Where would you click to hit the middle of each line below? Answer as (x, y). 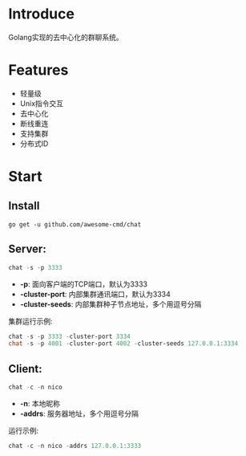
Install (24, 206)
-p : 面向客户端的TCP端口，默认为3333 (84, 284)
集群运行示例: (31, 321)
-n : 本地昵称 (40, 403)
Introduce (41, 14)
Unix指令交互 (42, 103)
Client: (25, 369)
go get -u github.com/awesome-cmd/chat (75, 224)
